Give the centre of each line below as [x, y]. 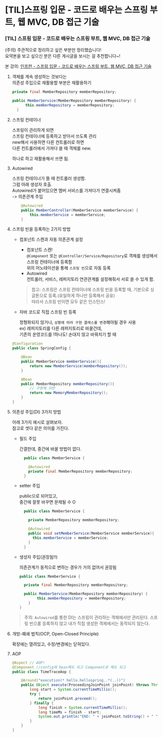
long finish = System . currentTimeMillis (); [83, 707]
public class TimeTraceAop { [41, 672]
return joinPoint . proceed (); [68, 698]
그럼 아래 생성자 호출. [32, 184]
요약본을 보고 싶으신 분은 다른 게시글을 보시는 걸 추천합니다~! [63, 56]
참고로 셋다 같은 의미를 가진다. [41, 428]
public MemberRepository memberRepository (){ [68, 384]
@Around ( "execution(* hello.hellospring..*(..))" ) [73, 681]
